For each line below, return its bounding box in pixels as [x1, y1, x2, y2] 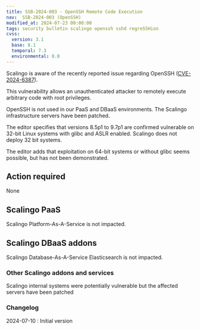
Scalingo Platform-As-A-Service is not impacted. [6, 221, 127, 228]
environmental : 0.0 [11, 53, 60, 59]
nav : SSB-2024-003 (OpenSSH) [6, 14, 82, 20]
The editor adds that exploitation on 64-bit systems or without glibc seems [6, 148, 190, 155]
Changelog [6, 303, 39, 312]
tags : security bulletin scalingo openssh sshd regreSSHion [6, 25, 159, 32]
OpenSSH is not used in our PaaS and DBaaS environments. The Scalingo [6, 105, 187, 112]
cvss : [6, 31, 20, 37]
